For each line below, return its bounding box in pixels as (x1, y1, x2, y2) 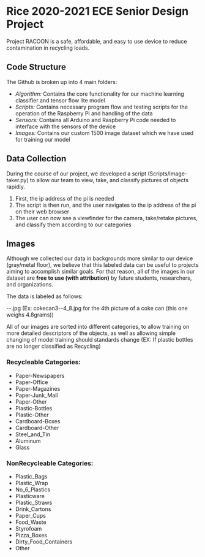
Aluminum (15, 437, 41, 444)
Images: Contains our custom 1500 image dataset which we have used (15, 129, 194, 136)
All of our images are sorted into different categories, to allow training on (6, 323, 190, 331)
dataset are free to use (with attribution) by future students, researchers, (6, 274, 192, 282)
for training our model (15, 136, 70, 143)
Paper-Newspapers (15, 372, 65, 379)
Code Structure (6, 62, 66, 72)
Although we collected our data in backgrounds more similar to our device (6, 255, 193, 262)
